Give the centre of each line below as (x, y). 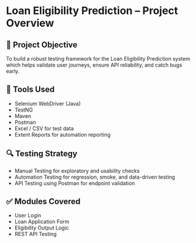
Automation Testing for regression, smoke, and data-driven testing (95, 177)
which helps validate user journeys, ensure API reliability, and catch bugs (94, 65)
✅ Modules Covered (43, 202)
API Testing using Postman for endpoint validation (75, 183)
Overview (30, 23)
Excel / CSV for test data (44, 128)
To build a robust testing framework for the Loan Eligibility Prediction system (98, 59)
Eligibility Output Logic (42, 228)
